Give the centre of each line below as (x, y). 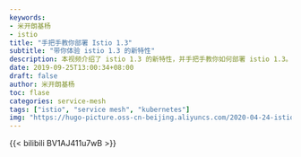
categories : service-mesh (57, 101)
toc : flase (30, 92)
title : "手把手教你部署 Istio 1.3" (71, 43)
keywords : (28, 17)
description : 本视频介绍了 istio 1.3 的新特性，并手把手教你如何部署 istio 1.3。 (151, 59)
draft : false (34, 76)
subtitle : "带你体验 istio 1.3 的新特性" (82, 51)
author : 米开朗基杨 (42, 84)
